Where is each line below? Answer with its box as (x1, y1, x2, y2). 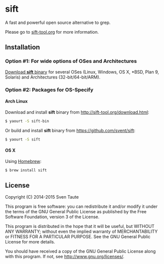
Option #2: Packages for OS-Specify (5, 86, 94, 93)
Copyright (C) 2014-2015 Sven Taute (5, 194, 79, 200)
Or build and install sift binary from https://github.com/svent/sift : (5, 127, 136, 133)
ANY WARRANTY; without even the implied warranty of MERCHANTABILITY (5, 228, 158, 235)
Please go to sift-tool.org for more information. (5, 29, 99, 35)
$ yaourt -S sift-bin (5, 119, 49, 123)
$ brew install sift (5, 167, 47, 173)
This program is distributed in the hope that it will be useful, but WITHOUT (5, 223, 155, 229)
